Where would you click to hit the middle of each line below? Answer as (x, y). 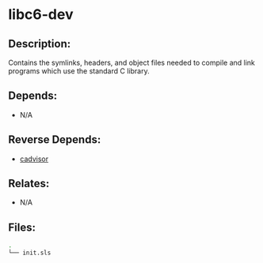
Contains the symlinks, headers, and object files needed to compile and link (132, 62)
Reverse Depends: (55, 140)
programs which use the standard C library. (79, 71)
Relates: (29, 184)
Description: (40, 44)
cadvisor (34, 159)
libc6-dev (41, 15)
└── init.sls (30, 253)
